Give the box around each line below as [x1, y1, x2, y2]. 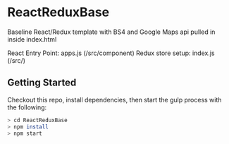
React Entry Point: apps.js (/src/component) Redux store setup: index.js [7, 49, 215, 57]
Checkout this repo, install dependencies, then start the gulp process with [7, 95, 222, 104]
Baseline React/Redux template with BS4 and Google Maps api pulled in [7, 28, 216, 36]
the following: [7, 103, 47, 112]
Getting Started [7, 77, 77, 89]
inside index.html [7, 35, 57, 43]
